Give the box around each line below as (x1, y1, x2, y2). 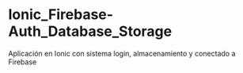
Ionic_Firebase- (8, 6, 113, 24)
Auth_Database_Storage (8, 22, 173, 40)
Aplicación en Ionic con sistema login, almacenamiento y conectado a (8, 48, 236, 58)
